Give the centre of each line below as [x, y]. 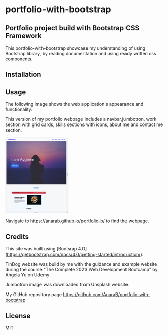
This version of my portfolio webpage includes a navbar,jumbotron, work [81, 119]
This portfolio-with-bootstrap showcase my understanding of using [75, 48]
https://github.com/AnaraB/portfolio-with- [107, 295]
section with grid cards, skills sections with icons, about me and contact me [84, 124]
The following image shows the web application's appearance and [74, 104]
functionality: [19, 109]
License [18, 316]
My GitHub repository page [34, 295]
